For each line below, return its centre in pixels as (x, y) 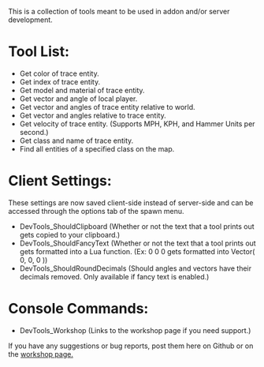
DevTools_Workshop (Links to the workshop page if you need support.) (135, 330)
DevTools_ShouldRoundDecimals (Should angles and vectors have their (136, 268)
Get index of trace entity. (60, 81)
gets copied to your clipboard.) (70, 234)
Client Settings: (60, 181)
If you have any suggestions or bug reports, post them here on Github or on (131, 346)
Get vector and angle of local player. (78, 99)
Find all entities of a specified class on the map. (97, 148)
